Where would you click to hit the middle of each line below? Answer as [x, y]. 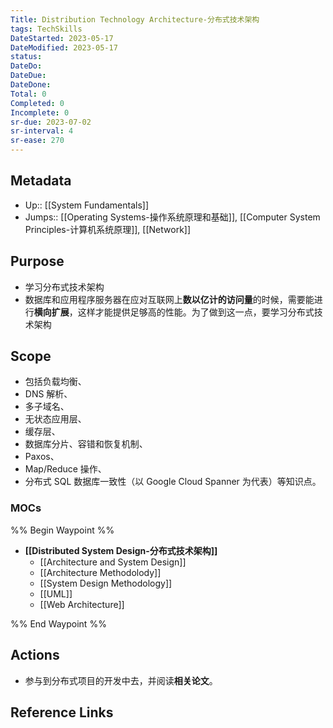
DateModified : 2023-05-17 [64, 47]
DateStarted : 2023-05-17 [62, 38]
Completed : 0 [37, 103]
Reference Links [62, 712]
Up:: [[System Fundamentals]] [87, 205]
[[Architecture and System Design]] [113, 562]
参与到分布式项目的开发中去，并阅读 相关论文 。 [121, 680]
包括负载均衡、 [55, 382]
